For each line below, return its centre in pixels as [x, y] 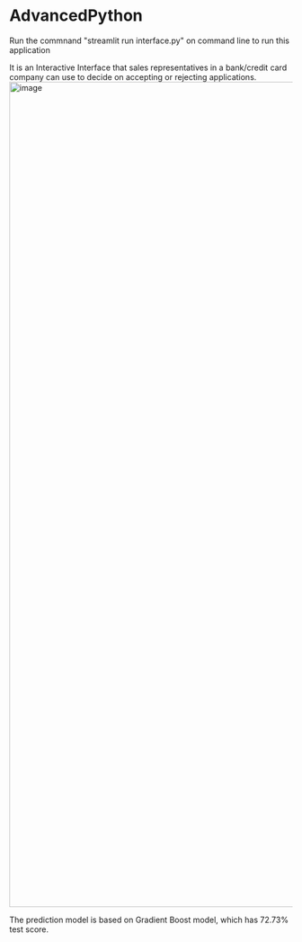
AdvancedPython [76, 16]
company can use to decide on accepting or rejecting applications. [133, 76]
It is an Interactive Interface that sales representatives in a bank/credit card [148, 67]
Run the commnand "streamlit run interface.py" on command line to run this [150, 40]
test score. [29, 929]
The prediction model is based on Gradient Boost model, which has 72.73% [149, 920]
